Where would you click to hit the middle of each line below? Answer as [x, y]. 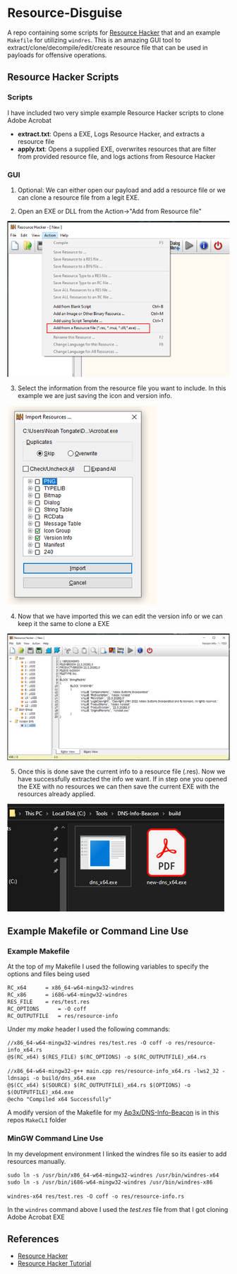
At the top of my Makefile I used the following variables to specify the [108, 967]
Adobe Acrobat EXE [36, 1217]
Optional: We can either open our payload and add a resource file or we [121, 190]
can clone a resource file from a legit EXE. [78, 197]
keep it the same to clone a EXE [63, 624]
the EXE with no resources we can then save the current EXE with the [119, 786]
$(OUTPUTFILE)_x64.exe [41, 1093]
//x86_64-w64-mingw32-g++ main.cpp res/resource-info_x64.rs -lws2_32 [113, 1071]
